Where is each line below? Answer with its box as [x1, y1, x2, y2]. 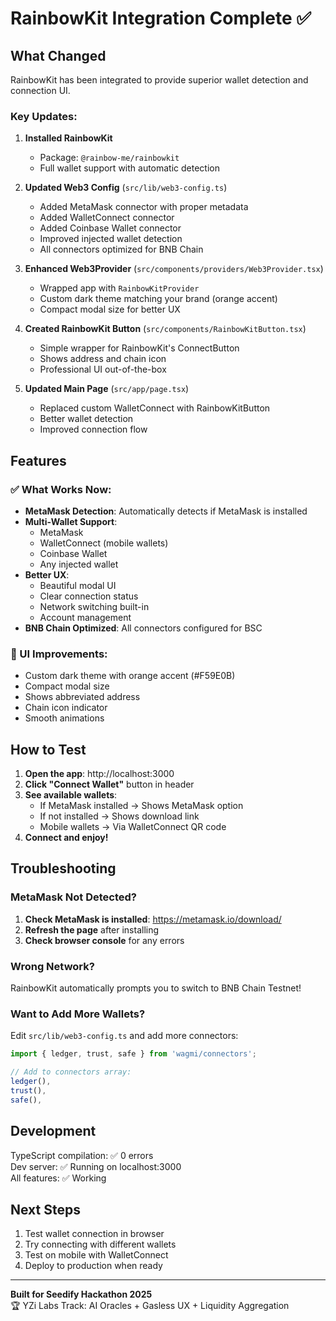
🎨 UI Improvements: [10, 647, 108, 661]
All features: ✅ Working [10, 1172, 107, 1184]
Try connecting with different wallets [24, 1238, 177, 1251]
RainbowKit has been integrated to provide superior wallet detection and [10, 74, 309, 86]
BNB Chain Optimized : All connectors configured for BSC [24, 622, 263, 634]
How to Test [10, 741, 87, 758]
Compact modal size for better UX [39, 303, 181, 316]
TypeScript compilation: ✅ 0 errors [10, 1149, 154, 1161]
